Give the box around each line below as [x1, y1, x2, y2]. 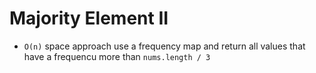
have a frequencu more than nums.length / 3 [23, 50, 211, 62]
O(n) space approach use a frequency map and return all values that [23, 40, 306, 52]
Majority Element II [9, 7, 169, 30]
